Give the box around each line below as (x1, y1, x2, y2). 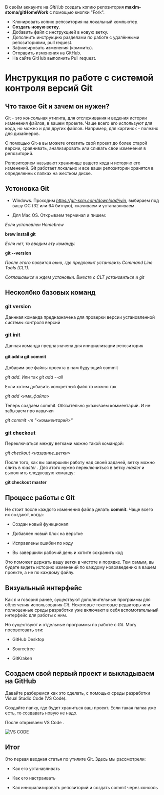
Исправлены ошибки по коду (12, 540, 73, 546)
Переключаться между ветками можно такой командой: (5, 441, 124, 446)
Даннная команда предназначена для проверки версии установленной (5, 314, 155, 320)
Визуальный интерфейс (5, 584, 82, 592)
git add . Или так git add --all (5, 374, 63, 380)
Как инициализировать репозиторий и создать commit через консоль (12, 784, 158, 790)
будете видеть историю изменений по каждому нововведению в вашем (5, 564, 156, 570)
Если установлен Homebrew (5, 221, 64, 227)
